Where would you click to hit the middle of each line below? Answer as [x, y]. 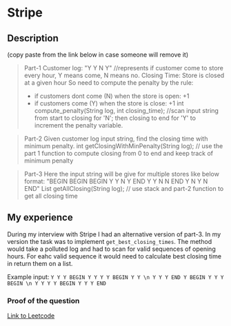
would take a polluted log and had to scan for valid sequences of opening [111, 249]
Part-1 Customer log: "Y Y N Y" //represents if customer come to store [124, 68]
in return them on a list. [40, 263]
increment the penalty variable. [79, 125]
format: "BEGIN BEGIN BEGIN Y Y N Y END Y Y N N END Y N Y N [116, 181]
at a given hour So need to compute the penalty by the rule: [109, 83]
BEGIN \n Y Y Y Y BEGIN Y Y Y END [57, 283]
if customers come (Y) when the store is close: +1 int [109, 103]
